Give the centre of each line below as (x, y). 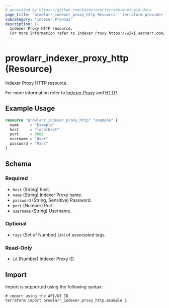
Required (17, 178)
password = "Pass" (29, 144)
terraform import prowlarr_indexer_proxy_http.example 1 (66, 300)
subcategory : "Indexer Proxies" (39, 19)
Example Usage (30, 109)
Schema (18, 164)
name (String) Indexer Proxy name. (47, 195)
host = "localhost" (34, 130)
